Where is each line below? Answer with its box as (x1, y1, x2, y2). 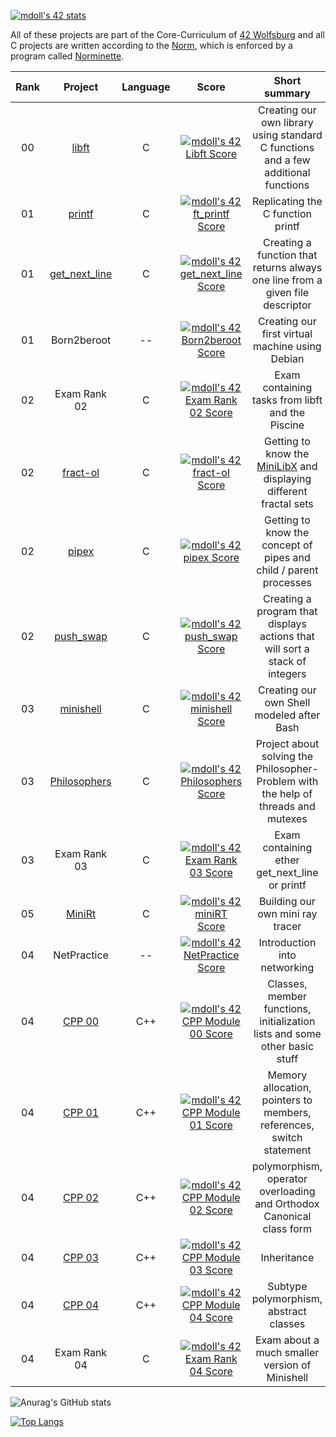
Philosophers (49, 775, 112, 788)
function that (257, 248, 318, 262)
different (267, 485, 308, 498)
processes (262, 576, 313, 589)
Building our (258, 895, 316, 908)
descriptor (263, 298, 312, 312)
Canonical (263, 1210, 312, 1223)
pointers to (261, 1093, 313, 1107)
